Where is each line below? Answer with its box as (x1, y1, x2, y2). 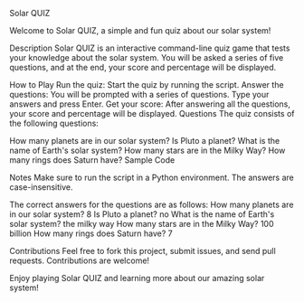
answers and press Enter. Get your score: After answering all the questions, (9, 99, 291, 109)
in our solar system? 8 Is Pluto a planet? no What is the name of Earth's (9, 209, 275, 220)
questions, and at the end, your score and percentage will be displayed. (9, 62, 277, 72)
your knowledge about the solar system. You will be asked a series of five (9, 52, 284, 62)
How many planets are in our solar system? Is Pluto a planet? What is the (9, 136, 280, 146)
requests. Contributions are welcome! (9, 255, 150, 266)
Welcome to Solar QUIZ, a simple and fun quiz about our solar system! (9, 25, 271, 35)
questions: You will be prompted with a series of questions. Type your (9, 90, 270, 99)
